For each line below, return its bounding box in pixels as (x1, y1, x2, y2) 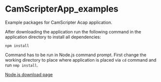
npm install (5, 43, 29, 48)
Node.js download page (5, 71, 53, 77)
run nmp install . (5, 62, 38, 68)
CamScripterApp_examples (5, 3, 119, 15)
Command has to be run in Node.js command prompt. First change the (5, 52, 147, 58)
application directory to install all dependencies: (5, 34, 101, 40)
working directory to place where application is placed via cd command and (5, 57, 157, 63)
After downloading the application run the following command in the (5, 29, 142, 34)
